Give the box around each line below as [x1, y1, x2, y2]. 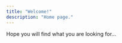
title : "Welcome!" [6, 8, 52, 15]
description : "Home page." [6, 14, 74, 20]
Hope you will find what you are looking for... [6, 30, 117, 37]
